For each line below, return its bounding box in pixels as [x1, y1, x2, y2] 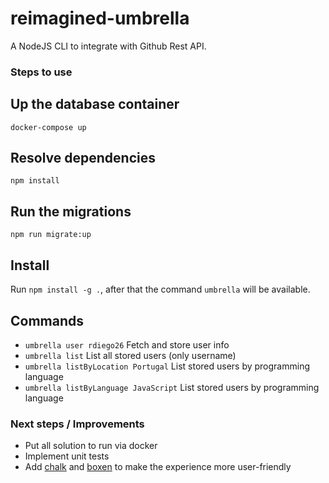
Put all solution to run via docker [24, 440, 158, 452]
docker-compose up [10, 122, 87, 132]
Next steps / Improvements [10, 417, 145, 431]
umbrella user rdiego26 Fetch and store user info [24, 338, 230, 351]
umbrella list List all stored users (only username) [24, 349, 237, 361]
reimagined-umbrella [10, 7, 190, 30]
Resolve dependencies [10, 150, 156, 167]
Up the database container [10, 96, 180, 113]
